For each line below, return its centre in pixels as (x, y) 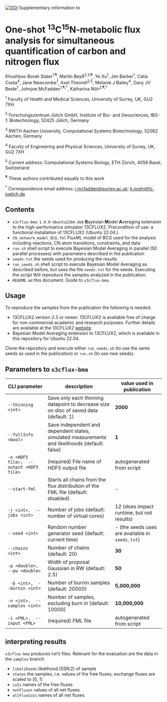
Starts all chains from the (77, 480)
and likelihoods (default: (76, 443)
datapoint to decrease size (79, 404)
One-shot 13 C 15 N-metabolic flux (73, 29)
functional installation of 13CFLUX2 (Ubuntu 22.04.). (66, 232)
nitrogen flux (32, 62)
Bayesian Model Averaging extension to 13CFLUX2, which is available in (86, 333)
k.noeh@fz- (142, 188)
